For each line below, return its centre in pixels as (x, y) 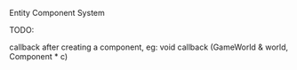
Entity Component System (57, 13)
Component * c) (39, 56)
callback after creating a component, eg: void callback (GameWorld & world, (149, 47)
